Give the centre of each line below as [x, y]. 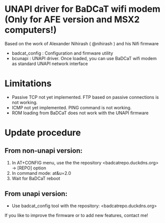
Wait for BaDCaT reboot [36, 178]
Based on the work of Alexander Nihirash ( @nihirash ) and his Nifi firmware [82, 43]
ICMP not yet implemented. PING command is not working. [72, 107]
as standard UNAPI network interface [50, 64]
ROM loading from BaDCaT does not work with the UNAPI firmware [80, 113]
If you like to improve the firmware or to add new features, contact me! [77, 215]
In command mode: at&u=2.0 [41, 173]
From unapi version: [36, 194]
